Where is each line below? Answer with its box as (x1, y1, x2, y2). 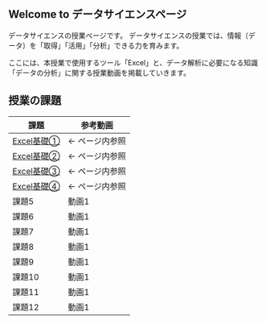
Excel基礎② (12, 150, 60, 161)
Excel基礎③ (12, 165, 60, 177)
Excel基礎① (12, 135, 60, 147)
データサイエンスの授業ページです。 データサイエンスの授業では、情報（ (8, 31, 249, 40)
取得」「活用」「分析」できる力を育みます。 (43, 40, 184, 50)
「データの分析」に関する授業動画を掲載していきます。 (8, 68, 191, 77)
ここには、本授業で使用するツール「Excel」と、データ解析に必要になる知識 (8, 57, 259, 67)
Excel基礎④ (12, 181, 60, 192)
